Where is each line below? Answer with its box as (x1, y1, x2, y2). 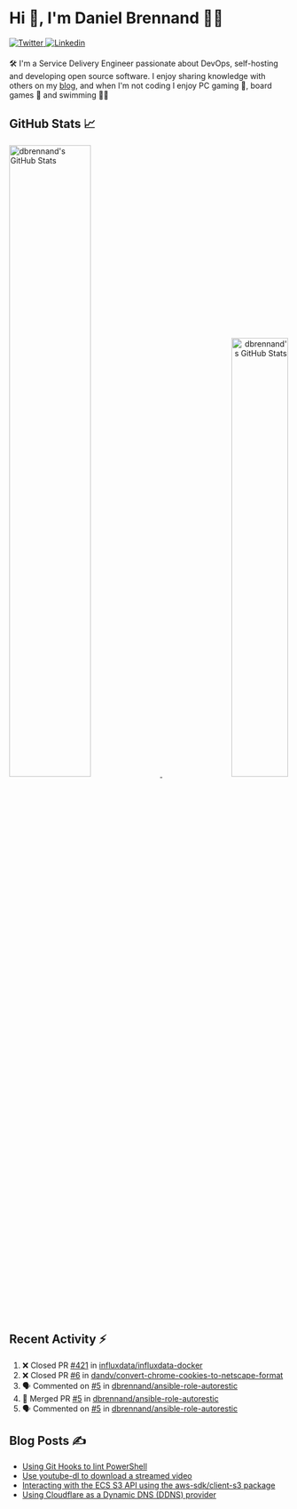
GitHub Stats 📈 (9, 116, 96, 132)
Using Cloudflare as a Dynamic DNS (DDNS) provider (21, 1489, 217, 1500)
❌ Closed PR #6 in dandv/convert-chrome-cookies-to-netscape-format (21, 1369, 284, 1380)
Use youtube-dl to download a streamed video (21, 1471, 192, 1481)
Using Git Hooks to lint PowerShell (21, 1461, 148, 1472)
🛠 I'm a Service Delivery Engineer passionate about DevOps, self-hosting (9, 58, 279, 68)
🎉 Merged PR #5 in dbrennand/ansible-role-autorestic (21, 1393, 219, 1403)
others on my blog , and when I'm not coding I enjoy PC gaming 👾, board (9, 80, 272, 91)
